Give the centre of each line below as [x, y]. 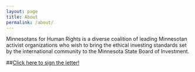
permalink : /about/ [30, 22]
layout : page [22, 11]
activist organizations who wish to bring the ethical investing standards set [96, 45]
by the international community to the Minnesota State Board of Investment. [98, 52]
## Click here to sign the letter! [43, 63]
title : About [22, 17]
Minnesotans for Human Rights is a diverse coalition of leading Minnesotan [97, 39]
